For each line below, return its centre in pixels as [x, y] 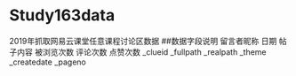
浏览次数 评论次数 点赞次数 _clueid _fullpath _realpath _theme [154, 52]
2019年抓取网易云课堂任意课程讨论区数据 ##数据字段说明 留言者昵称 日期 [143, 41]
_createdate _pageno [48, 62]
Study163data [62, 15]
